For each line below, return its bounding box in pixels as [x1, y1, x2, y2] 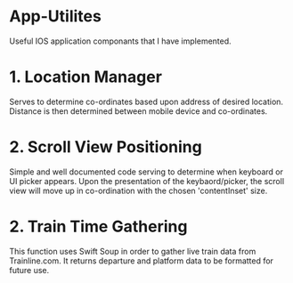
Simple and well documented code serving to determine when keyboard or [9, 166, 283, 177]
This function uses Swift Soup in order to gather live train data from [9, 246, 256, 256]
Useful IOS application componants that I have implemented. [9, 36, 232, 46]
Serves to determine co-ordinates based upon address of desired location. [9, 96, 283, 107]
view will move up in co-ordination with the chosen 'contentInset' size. [9, 185, 268, 196]
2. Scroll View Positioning [9, 137, 202, 158]
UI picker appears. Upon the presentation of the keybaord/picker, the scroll [9, 175, 285, 186]
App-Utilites [9, 6, 102, 27]
